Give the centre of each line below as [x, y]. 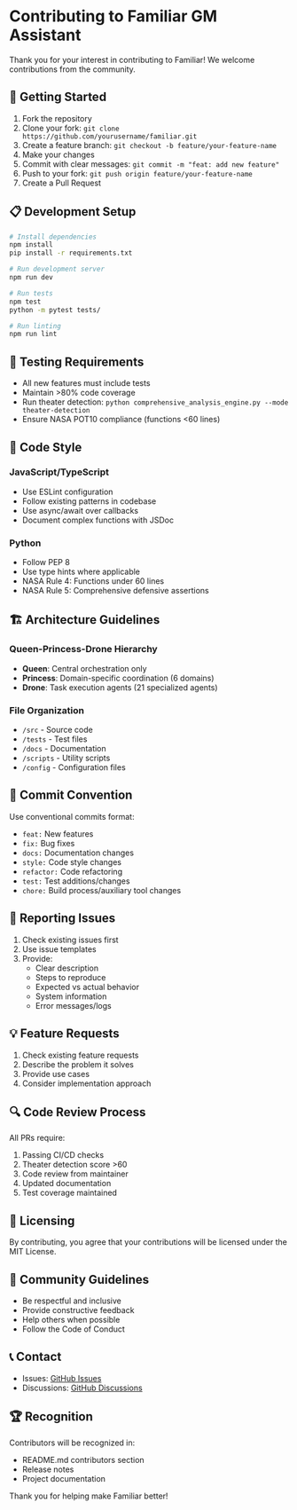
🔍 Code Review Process [78, 1112]
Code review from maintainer [75, 1174]
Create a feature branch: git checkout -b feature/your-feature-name [149, 145]
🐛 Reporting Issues [63, 919]
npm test [25, 302]
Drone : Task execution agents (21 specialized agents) [120, 687]
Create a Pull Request [62, 183]
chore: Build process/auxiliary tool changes [102, 890]
